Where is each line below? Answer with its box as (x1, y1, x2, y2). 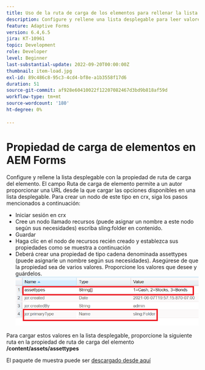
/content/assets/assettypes (6, 344, 79, 352)
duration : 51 (6, 81, 40, 87)
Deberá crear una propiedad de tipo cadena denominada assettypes (15, 250, 187, 257)
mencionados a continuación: (6, 199, 81, 207)
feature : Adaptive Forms (6, 23, 70, 29)
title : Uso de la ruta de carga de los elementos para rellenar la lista (6, 10, 198, 16)
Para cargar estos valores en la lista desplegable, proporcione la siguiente (6, 331, 192, 339)
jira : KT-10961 (6, 35, 45, 42)
